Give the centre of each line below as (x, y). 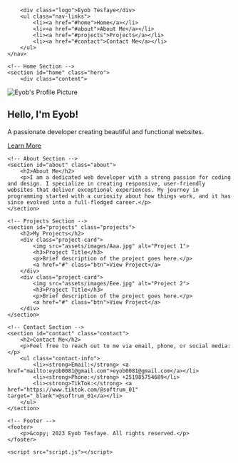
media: (221, 346)
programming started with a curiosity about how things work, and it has (119, 196)
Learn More (25, 146)
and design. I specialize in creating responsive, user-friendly (106, 183)
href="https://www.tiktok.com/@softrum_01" (73, 390)
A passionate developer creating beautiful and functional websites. (106, 131)
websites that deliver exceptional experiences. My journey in (103, 190)
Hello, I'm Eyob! (43, 115)
